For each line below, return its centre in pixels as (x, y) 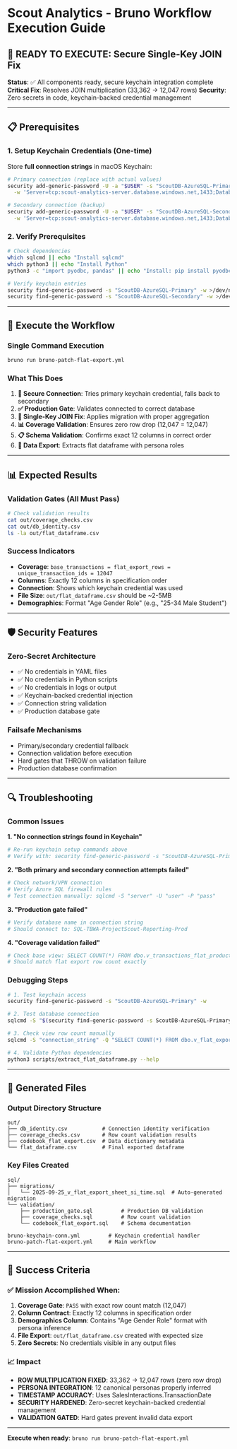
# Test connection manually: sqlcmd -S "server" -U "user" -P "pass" (112, 896)
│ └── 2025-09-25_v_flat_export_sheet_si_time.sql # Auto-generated (115, 1192)
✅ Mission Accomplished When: (64, 1290)
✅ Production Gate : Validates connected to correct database (106, 409)
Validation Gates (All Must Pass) (63, 498)
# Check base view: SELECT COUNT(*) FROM (69, 956)
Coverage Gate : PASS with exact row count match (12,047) (102, 1306)
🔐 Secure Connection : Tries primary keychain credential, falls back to (119, 394)
